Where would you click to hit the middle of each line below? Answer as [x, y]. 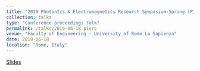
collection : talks [29, 17]
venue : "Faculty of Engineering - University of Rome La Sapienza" [92, 34]
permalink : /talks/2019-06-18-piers [51, 28]
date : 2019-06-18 [28, 39]
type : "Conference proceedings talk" [53, 23]
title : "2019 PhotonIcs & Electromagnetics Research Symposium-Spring [96, 12]
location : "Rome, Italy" [37, 45]
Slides [14, 62]
